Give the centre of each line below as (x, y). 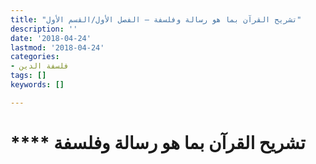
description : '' (44, 29)
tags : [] (28, 76)
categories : (35, 57)
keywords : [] (37, 85)
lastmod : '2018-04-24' (57, 47)
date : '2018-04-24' (51, 38)
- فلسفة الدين (40, 66)
